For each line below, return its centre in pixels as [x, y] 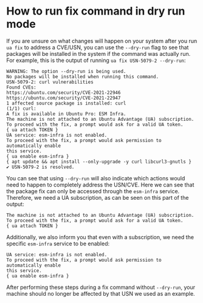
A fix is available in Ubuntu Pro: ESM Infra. [66, 114]
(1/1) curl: [21, 108]
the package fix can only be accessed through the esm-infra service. [93, 191]
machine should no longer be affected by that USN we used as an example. [101, 293]
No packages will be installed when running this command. [83, 77]
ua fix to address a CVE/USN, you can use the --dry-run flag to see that [98, 47]
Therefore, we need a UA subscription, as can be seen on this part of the [98, 197]
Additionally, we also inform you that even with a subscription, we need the [100, 237]
